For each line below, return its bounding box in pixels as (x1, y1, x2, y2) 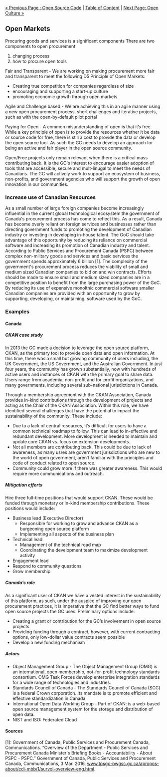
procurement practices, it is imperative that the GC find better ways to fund (5, 603, 160, 609)
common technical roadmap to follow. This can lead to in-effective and (12, 428, 158, 434)
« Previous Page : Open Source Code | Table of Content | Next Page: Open (5, 5, 159, 11)
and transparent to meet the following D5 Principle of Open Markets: (5, 73, 146, 79)
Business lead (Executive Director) (12, 515, 84, 521)
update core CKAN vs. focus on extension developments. (12, 438, 131, 444)
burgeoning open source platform (19, 526, 89, 532)
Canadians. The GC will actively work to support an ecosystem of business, (5, 170, 161, 176)
